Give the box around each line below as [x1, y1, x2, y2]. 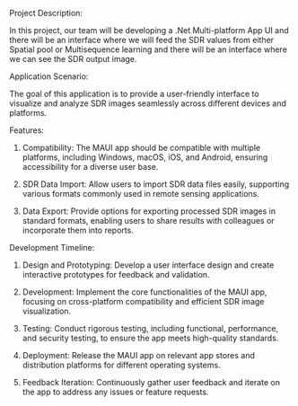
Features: [9, 125, 45, 136]
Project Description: [9, 8, 83, 18]
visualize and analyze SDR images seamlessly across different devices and [9, 98, 287, 109]
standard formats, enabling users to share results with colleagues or [22, 216, 276, 225]
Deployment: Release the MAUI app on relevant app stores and [22, 350, 256, 360]
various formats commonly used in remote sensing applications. [22, 189, 260, 199]
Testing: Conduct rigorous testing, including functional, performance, [22, 323, 279, 333]
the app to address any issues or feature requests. [22, 386, 209, 397]
